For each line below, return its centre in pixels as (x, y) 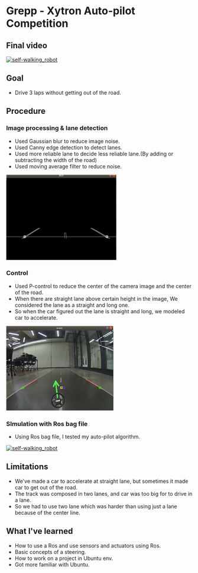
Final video (27, 45)
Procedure (26, 111)
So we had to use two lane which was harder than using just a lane (96, 506)
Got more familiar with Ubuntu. (52, 564)
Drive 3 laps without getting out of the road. (68, 93)
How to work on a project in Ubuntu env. (64, 558)
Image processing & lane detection (57, 128)
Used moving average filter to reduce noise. (68, 166)
